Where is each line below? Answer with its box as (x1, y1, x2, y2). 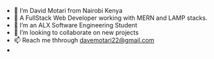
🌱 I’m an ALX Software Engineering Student (13, 21, 137, 29)
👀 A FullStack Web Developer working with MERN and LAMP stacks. (13, 14, 208, 22)
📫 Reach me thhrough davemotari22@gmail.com (13, 36, 155, 44)
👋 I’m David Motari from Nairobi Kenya (13, 7, 123, 14)
